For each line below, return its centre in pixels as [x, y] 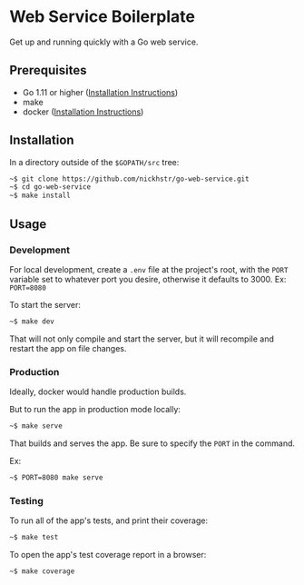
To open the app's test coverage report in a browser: [108, 554]
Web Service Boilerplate [102, 17]
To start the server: [45, 304]
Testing [26, 501]
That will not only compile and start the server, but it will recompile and [142, 339]
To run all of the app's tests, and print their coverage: [109, 521]
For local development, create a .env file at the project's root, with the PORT [149, 269]
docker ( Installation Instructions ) [83, 112]
